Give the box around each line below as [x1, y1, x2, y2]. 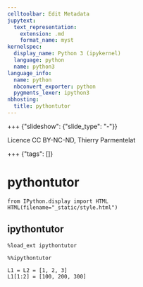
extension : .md [20, 30, 65, 38]
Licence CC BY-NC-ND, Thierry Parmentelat [7, 135, 136, 144]
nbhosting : [7, 96, 39, 103]
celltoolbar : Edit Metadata [7, 10, 90, 18]
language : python [13, 57, 65, 64]
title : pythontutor [13, 103, 71, 110]
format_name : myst [20, 37, 74, 44]
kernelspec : [7, 43, 42, 50]
